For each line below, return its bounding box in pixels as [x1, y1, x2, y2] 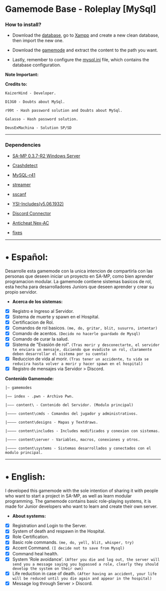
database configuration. [12, 62, 61, 68]
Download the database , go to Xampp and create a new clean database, [12, 32, 160, 38]
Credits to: [5, 81, 28, 87]
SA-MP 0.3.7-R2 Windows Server [12, 152, 81, 159]
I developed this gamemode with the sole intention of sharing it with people [5, 488, 159, 493]
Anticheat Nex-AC [12, 220, 49, 226]
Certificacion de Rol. [12, 319, 54, 325]
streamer [12, 182, 31, 188]
